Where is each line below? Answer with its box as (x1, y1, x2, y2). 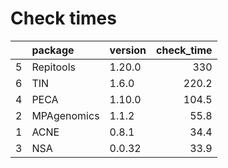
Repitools (31, 60, 77, 74)
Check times (10, 7, 117, 30)
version (109, 43, 147, 57)
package (31, 43, 75, 57)
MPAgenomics (31, 108, 100, 122)
